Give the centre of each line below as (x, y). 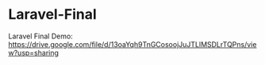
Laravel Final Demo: (40, 36)
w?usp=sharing (34, 52)
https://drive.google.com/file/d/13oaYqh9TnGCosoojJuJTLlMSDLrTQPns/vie (132, 44)
